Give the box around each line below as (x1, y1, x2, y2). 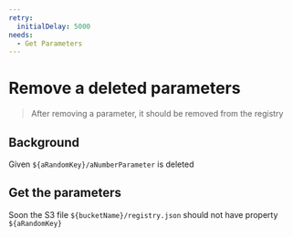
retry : (8, 13, 34, 23)
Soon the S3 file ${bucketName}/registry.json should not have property (8, 209, 278, 220)
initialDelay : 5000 (16, 22, 91, 31)
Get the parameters (8, 185, 122, 201)
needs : (8, 30, 34, 39)
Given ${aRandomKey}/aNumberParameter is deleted (8, 159, 194, 170)
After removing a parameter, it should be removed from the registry (30, 108, 284, 119)
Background (8, 134, 79, 150)
